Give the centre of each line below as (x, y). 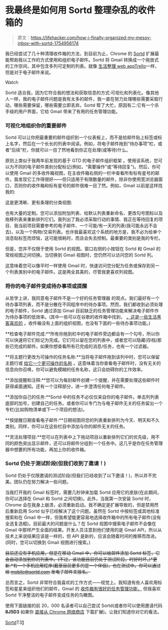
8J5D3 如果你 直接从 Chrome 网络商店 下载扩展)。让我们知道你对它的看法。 (83, 611)
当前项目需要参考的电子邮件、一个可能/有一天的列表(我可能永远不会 (88, 226)
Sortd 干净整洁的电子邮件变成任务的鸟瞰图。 (51, 595)
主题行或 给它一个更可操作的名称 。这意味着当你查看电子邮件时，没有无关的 (83, 363)
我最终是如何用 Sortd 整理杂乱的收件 (80, 10)
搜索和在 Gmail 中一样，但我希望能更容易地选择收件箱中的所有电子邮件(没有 (83, 517)
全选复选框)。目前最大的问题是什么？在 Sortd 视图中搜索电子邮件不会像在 (81, 523)
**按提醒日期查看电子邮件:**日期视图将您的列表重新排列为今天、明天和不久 (82, 420)
